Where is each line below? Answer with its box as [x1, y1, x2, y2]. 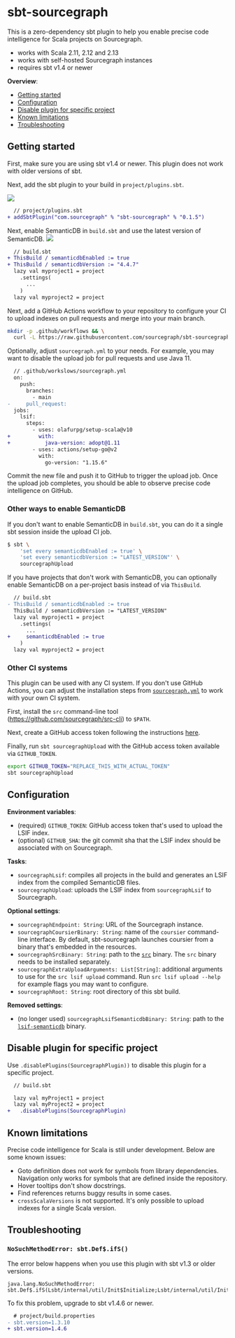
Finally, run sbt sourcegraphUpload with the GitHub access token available [7, 742, 220, 750]
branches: [25, 387, 55, 394]
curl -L [13, 334, 36, 341]
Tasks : [7, 857, 27, 865]
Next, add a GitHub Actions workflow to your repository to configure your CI [7, 306, 227, 315]
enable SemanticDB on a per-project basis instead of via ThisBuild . [7, 581, 201, 589]
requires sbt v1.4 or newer [17, 63, 93, 72]
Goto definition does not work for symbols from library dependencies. [17, 1167, 219, 1175]
